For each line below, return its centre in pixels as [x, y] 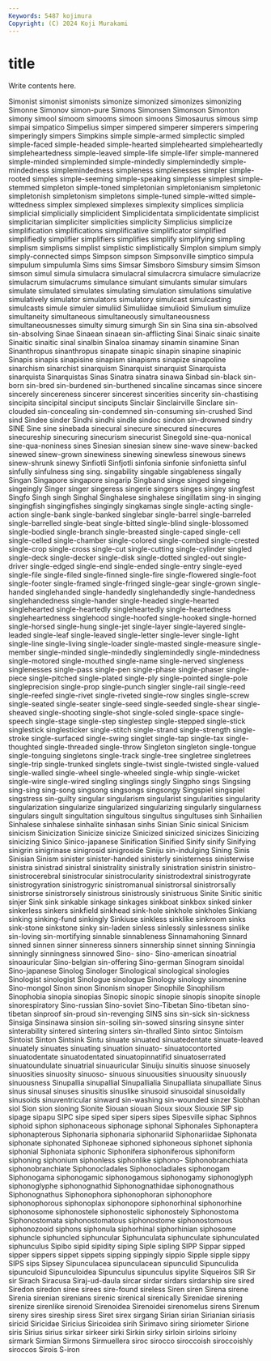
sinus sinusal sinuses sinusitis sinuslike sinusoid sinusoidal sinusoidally [127, 1091]
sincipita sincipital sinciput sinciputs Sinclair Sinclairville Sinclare [116, 403]
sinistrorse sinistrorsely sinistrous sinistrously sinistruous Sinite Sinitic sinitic [135, 894]
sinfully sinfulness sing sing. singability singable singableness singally [125, 471]
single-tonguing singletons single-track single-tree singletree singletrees [130, 756]
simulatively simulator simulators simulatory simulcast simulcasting [120, 300]
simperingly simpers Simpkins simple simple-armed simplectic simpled [127, 136]
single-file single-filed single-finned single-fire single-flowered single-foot [132, 575]
